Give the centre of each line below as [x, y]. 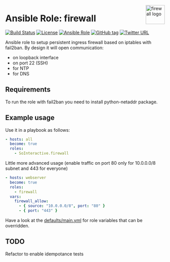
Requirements [28, 89]
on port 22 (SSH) [30, 63]
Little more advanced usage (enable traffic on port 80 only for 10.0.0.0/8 [80, 163]
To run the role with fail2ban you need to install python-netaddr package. [81, 102]
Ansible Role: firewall [51, 18]
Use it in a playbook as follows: [37, 130]
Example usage [30, 118]
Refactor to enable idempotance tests [45, 254]
